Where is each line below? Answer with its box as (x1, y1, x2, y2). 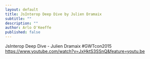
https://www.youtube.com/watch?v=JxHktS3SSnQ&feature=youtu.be (5, 48, 145, 54)
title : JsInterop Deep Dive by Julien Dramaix (5, 12, 102, 17)
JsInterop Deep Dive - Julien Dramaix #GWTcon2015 (5, 43, 112, 49)
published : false (5, 30, 41, 35)
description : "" (5, 20, 38, 26)
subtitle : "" (5, 16, 32, 21)
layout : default (5, 7, 38, 12)
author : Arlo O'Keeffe (5, 25, 51, 30)
